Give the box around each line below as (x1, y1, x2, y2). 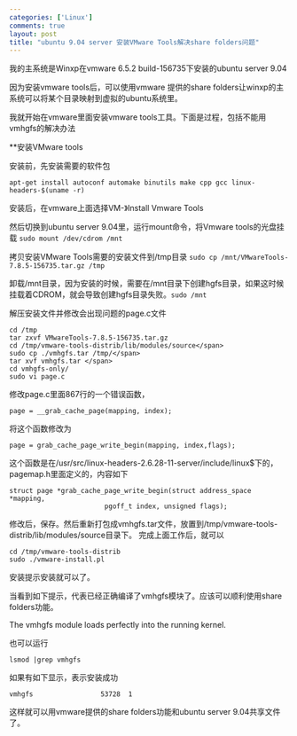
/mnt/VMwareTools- (220, 254, 289, 262)
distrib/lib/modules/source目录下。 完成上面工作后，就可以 (9, 529, 224, 541)
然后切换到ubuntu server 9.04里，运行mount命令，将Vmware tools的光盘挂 (9, 222, 285, 232)
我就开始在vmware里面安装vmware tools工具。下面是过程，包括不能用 (9, 112, 267, 122)
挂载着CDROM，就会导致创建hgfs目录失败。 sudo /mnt (9, 289, 207, 300)
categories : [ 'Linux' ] (9, 12, 93, 22)
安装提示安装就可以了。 (9, 572, 95, 583)
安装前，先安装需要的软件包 (9, 161, 111, 171)
